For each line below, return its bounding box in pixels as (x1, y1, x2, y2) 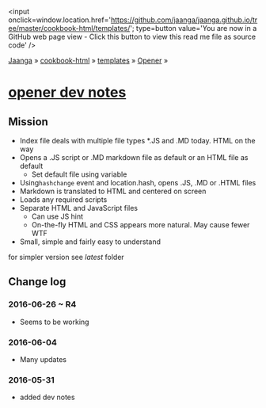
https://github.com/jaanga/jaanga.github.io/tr (110, 15, 258, 25)
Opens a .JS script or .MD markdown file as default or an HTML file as (19, 153, 249, 162)
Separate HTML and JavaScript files (19, 204, 139, 212)
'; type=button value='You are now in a (129, 24, 257, 32)
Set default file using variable (31, 170, 127, 179)
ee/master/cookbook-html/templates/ (8, 24, 131, 32)
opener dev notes (8, 83, 127, 101)
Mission (8, 115, 49, 128)
